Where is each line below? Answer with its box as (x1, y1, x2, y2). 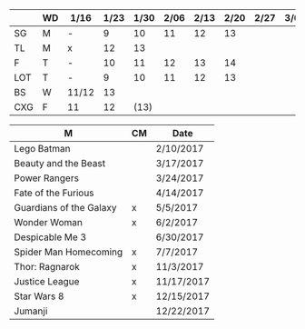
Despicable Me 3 (14, 231, 87, 244)
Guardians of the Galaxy (14, 202, 117, 214)
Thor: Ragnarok (14, 261, 80, 273)
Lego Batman (14, 143, 71, 155)
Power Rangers (14, 172, 80, 184)
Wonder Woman (14, 216, 84, 228)
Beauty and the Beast (14, 157, 106, 169)
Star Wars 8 (14, 290, 64, 303)
